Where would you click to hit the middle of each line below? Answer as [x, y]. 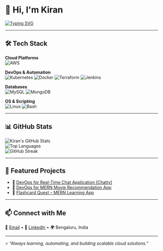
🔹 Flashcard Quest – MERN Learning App [53, 192]
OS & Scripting [20, 101]
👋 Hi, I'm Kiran [34, 10]
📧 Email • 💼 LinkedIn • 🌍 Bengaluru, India [47, 227]
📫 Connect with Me [36, 213]
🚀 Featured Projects [35, 170]
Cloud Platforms [22, 58]
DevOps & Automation [28, 72]
